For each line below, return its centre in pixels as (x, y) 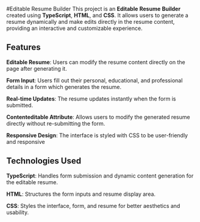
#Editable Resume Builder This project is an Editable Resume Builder (94, 9)
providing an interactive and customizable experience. (74, 28)
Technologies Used (44, 161)
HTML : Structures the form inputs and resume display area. (81, 194)
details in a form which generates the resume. (64, 87)
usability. (18, 212)
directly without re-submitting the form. (56, 123)
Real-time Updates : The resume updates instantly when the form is (91, 98)
